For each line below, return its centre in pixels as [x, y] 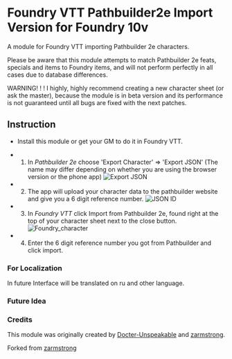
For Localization [35, 268]
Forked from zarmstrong [42, 348]
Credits [20, 320]
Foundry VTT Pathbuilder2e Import [110, 13]
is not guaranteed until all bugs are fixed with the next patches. [97, 102]
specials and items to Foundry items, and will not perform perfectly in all [110, 67]
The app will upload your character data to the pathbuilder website [123, 191]
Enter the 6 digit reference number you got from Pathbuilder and [119, 243]
